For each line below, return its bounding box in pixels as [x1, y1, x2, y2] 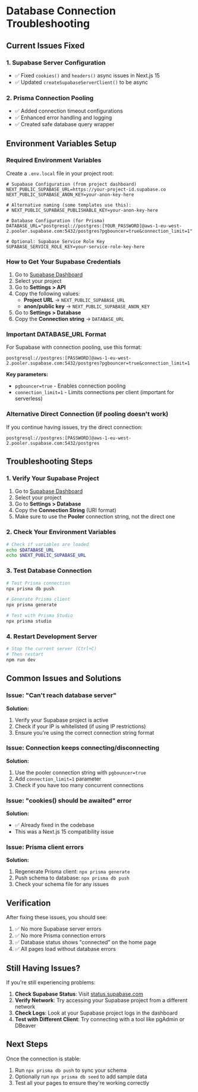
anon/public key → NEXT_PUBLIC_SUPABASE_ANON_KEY [23, 302, 150, 310]
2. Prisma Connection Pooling [6, 93, 94, 102]
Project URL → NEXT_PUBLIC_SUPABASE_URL [23, 297, 125, 304]
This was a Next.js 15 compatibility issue [14, 828, 114, 835]
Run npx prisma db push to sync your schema [14, 1066, 127, 1074]
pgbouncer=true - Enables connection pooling [14, 382, 126, 389]
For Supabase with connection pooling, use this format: [6, 344, 142, 351]
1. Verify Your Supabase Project [6, 475, 99, 483]
